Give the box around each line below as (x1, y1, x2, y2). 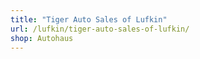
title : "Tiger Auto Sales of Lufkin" (10, 14, 168, 25)
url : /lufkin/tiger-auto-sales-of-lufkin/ (10, 24, 190, 34)
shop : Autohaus (10, 33, 74, 43)
